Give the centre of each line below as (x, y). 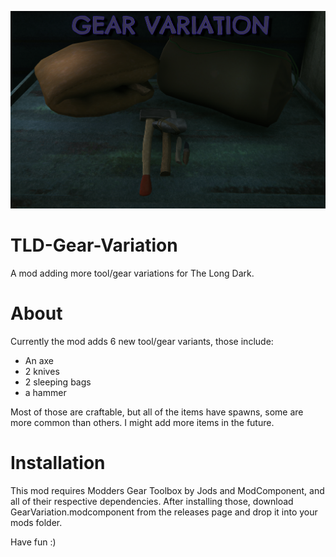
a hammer (45, 393)
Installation (58, 463)
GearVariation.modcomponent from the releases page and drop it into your (164, 512)
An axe (39, 361)
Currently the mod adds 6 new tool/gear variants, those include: (142, 342)
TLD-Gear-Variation (94, 245)
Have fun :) (33, 542)
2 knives (42, 372)
